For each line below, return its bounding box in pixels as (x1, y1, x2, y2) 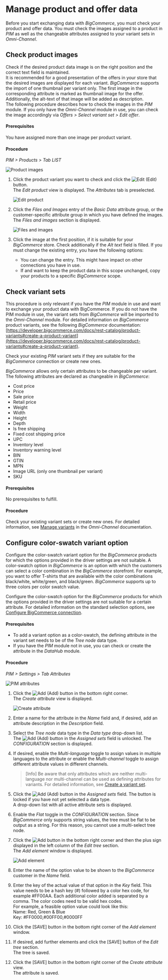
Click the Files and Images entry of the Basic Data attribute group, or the (12, 206, 163, 212)
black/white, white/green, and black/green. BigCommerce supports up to (5, 579, 156, 585)
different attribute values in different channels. (12, 761, 109, 767)
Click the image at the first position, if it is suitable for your (12, 236, 133, 242)
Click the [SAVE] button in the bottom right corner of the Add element (12, 923, 156, 930)
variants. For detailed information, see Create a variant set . (25, 781, 146, 787)
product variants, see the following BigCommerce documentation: (5, 322, 141, 328)
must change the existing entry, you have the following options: (12, 247, 144, 254)
